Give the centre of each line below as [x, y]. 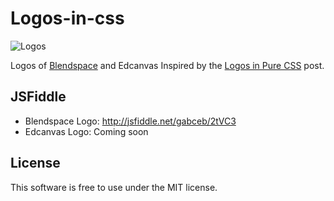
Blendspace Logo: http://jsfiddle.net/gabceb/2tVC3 [130, 121]
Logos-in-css [67, 18]
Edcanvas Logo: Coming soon [86, 131]
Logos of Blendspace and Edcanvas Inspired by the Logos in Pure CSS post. [167, 65]
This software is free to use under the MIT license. [114, 187]
